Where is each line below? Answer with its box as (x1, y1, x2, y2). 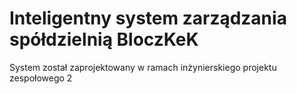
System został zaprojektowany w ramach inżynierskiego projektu (9, 61, 277, 73)
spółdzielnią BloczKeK (9, 28, 199, 51)
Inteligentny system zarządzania (9, 7, 287, 30)
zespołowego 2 (9, 72, 73, 84)
